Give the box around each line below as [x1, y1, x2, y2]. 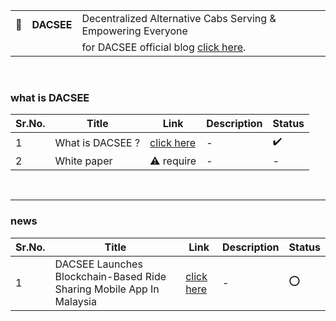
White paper [54, 154, 113, 168]
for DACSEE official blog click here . [81, 40, 247, 54]
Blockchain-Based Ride [54, 269, 167, 283]
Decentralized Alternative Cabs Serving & [81, 12, 277, 25]
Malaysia [54, 294, 97, 308]
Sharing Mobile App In [54, 282, 160, 296]
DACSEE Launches [54, 257, 143, 271]
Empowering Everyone [81, 24, 188, 38]
